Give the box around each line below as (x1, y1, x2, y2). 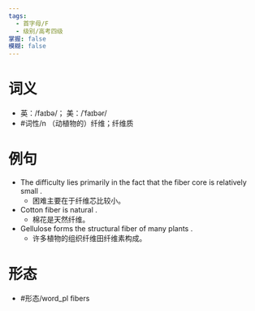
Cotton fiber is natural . (19, 205, 97, 214)
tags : (8, 11, 27, 20)
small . (19, 186, 43, 195)
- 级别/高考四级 (15, 27, 63, 35)
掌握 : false (8, 34, 46, 43)
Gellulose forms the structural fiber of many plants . (19, 224, 193, 233)
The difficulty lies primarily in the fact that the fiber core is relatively (19, 177, 248, 187)
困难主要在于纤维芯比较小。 (32, 196, 126, 205)
